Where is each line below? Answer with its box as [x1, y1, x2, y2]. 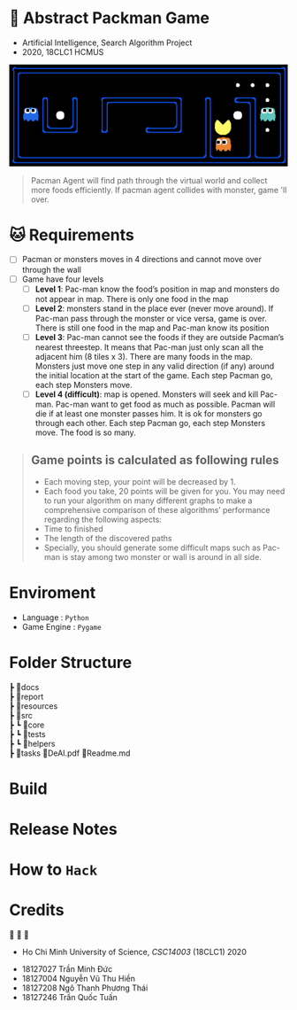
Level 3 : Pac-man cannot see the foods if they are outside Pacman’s [34, 331, 285, 342]
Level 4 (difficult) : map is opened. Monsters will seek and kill [34, 389, 259, 400]
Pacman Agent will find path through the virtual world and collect [30, 175, 268, 185]
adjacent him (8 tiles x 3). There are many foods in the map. [34, 351, 254, 361]
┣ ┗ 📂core [9, 719, 45, 730]
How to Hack [9, 859, 98, 880]
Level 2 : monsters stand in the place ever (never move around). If [34, 303, 274, 314]
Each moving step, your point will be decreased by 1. [43, 476, 236, 486]
